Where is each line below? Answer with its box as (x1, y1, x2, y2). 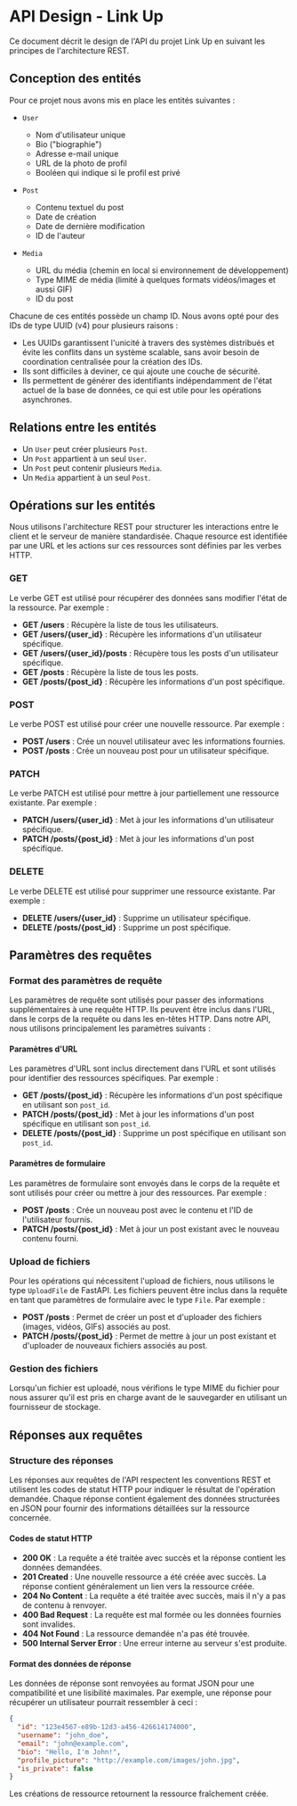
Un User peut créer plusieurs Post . (21, 443, 148, 454)
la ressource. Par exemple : (9, 602, 109, 613)
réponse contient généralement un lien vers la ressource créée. (21, 1581, 255, 1592)
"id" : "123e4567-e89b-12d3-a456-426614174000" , (17, 1723, 197, 1732)
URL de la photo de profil (35, 158, 127, 169)
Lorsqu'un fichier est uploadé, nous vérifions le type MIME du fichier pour (9, 1382, 280, 1393)
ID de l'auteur (35, 230, 85, 241)
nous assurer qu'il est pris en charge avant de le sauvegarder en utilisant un (9, 1392, 287, 1403)
